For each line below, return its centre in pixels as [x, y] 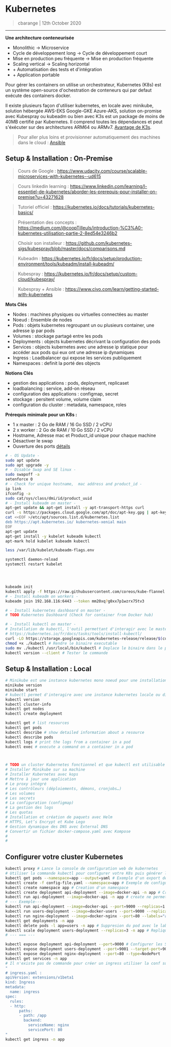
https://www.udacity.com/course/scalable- [102, 171]
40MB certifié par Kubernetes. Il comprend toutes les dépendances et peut [84, 122]
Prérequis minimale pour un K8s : [41, 414]
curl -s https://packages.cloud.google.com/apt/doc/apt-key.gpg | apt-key [86, 513]
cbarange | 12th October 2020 [49, 23]
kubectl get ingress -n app [35, 1039]
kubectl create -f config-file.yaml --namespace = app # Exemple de [77, 883]
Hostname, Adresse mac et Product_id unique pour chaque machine [84, 435]
